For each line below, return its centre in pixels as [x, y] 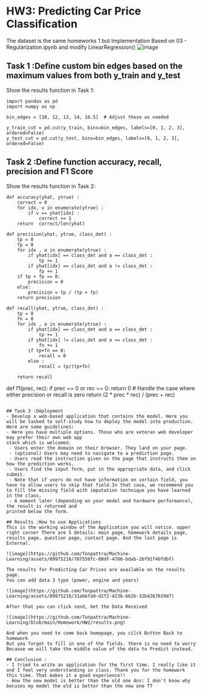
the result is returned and [42, 506]
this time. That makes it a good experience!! [66, 675]
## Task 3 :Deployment [35, 411]
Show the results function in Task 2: [51, 186]
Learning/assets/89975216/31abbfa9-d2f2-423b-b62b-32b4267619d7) [90, 596]
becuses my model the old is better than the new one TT [80, 686]
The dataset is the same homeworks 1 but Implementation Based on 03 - [97, 40]
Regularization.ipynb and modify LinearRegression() [71, 47]
